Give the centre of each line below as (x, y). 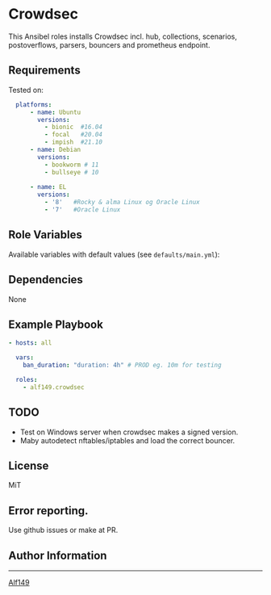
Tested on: (26, 90)
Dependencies (46, 280)
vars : (25, 358)
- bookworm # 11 (71, 165)
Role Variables (45, 235)
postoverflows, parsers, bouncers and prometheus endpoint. (109, 44)
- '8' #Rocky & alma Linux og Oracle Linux (122, 203)
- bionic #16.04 (73, 127)
